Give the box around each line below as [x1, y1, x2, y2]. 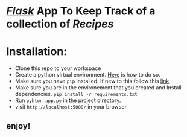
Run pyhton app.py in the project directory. [14, 97, 121, 104]
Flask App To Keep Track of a [6, 4, 156, 18]
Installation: [6, 45, 68, 59]
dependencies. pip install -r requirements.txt [14, 91, 138, 98]
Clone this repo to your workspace [14, 65, 101, 72]
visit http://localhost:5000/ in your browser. [14, 103, 128, 110]
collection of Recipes [6, 17, 114, 31]
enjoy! [6, 121, 31, 131]
